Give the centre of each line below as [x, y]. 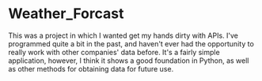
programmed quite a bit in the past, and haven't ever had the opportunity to [131, 43]
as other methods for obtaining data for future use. [91, 68]
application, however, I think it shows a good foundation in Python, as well [129, 61]
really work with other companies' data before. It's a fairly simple [114, 52]
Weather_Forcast [66, 14]
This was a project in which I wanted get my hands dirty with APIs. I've [123, 35]
